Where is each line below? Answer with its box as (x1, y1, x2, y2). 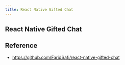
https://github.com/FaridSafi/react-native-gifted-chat (12, 54, 120, 60)
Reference (5, 42, 38, 50)
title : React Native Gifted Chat (5, 7, 74, 12)
